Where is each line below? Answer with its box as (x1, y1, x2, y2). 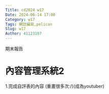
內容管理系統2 (5, 66, 64, 77)
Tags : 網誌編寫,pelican (5, 21, 52, 27)
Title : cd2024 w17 (5, 7, 44, 13)
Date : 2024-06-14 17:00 (5, 12, 56, 17)
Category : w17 (5, 17, 35, 22)
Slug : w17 (5, 26, 26, 32)
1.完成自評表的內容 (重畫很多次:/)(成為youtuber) (5, 83, 105, 89)
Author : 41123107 (5, 31, 42, 36)
